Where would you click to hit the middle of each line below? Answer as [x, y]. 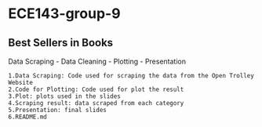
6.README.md [27, 117]
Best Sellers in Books [61, 43]
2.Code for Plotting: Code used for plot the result [96, 89]
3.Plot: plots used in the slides [65, 96]
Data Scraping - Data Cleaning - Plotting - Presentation [97, 61]
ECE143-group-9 [64, 14]
